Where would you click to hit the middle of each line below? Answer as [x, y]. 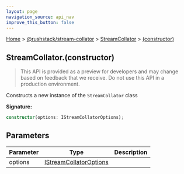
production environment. [50, 84]
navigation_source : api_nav [40, 17]
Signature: [19, 107]
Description [131, 152]
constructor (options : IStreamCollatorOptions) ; [65, 118]
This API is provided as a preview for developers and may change [99, 71]
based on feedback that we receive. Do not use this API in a [92, 78]
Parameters [28, 136]
